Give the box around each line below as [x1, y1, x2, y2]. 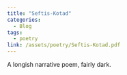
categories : [7, 16, 41, 23]
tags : [7, 29, 23, 36]
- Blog [13, 22, 32, 29]
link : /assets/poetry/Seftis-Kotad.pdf [7, 42, 121, 48]
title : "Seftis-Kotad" [7, 10, 72, 17]
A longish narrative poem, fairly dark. [7, 61, 111, 68]
